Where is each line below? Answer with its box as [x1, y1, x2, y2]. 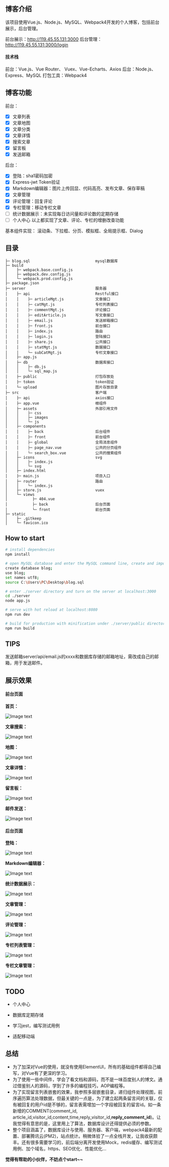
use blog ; [5, 570, 26, 575]
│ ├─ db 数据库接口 [5, 359, 114, 365]
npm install [5, 552, 30, 557]
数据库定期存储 [12, 1012, 44, 1018]
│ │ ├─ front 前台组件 [5, 434, 111, 440]
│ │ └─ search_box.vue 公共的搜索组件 [5, 450, 122, 456]
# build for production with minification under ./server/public [5, 621, 145, 626]
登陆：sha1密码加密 [12, 173, 53, 179]
